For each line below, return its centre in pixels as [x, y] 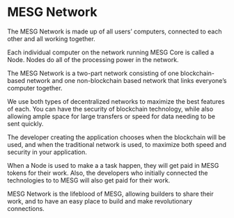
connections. [26, 208]
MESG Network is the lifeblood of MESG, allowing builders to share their [110, 194]
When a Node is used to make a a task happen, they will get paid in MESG [113, 165]
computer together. [35, 88]
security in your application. [47, 152]
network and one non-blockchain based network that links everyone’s [127, 80]
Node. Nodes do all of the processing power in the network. [93, 59]
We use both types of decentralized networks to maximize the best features [116, 101]
